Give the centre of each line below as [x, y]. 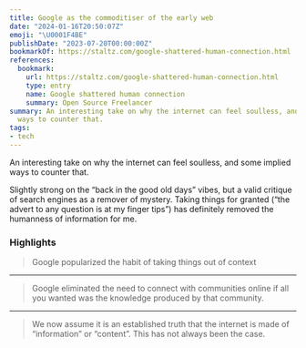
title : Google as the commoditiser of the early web [112, 18]
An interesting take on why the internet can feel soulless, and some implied [150, 162]
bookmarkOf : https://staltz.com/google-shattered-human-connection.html [150, 52]
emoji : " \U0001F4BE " [49, 35]
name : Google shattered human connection [105, 94]
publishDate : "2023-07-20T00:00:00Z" [81, 43]
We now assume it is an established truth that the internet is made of [160, 324]
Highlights [33, 242]
